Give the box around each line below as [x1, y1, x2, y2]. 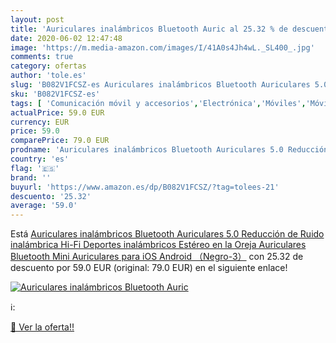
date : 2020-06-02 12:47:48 [10, 33, 123, 43]
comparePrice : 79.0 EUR [10, 136, 110, 146]
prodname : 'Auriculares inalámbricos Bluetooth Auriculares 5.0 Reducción [10, 145, 329, 155]
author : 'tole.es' [10, 71, 87, 81]
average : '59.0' [10, 201, 78, 211]
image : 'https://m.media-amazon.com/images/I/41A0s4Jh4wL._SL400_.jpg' [10, 42, 315, 53]
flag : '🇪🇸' [10, 163, 60, 173]
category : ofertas [10, 61, 87, 71]
